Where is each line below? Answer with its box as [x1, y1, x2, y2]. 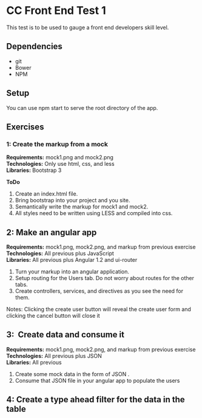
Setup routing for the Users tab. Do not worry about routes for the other [15, 275, 195, 282]
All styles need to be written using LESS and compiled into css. [15, 210, 173, 217]
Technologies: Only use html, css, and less [6, 160, 115, 168]
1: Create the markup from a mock [6, 140, 108, 148]
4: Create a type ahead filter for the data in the [6, 394, 185, 405]
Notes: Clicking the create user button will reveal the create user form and [6, 306, 191, 313]
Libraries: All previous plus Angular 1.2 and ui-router [6, 256, 138, 264]
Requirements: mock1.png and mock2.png [6, 154, 114, 161]
